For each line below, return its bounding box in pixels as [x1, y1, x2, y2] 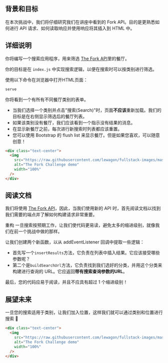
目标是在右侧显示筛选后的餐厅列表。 [12, 113, 87, 119]
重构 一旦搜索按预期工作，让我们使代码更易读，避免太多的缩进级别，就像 [5, 222, 155, 228]
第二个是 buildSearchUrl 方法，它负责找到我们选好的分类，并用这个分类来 [12, 262, 162, 268]
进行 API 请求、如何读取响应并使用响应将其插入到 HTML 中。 [9, 25, 135, 31]
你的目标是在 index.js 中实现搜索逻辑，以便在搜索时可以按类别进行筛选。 [5, 66, 157, 72]
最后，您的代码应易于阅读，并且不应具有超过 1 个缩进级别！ [5, 279, 128, 285]
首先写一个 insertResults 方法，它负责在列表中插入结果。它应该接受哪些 [12, 249, 160, 256]
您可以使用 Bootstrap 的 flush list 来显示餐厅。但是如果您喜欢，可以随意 [12, 132, 160, 138]
